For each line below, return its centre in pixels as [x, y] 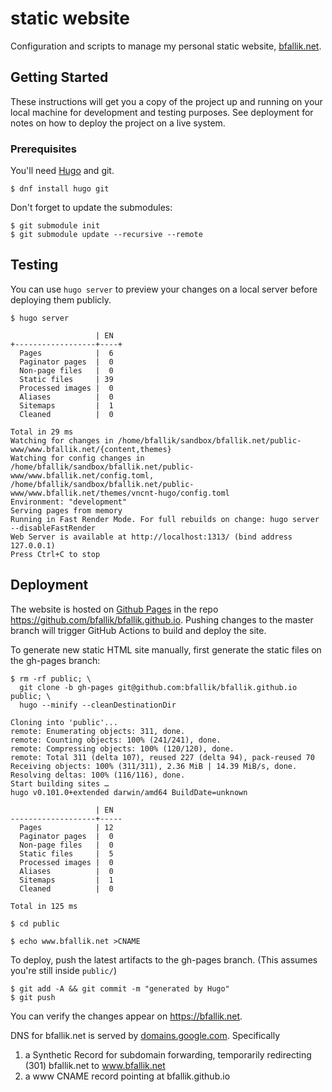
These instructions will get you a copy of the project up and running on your [166, 101]
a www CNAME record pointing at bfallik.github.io [127, 1076]
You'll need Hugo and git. [62, 171]
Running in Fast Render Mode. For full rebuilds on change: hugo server [165, 519]
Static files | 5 [66, 853]
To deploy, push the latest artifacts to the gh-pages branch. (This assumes [164, 959]
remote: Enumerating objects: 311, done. [98, 731]
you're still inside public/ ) [64, 970]
